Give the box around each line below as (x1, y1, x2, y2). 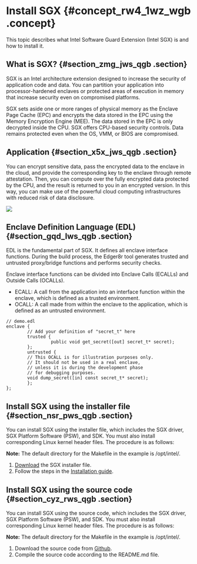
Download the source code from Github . (14, 545, 112, 552)
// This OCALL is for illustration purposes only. (27, 355, 154, 361)
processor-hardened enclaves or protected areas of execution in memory (6, 87, 184, 95)
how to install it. (6, 42, 44, 49)
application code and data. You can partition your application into (6, 81, 165, 88)
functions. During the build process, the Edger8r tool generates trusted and (6, 253, 189, 260)
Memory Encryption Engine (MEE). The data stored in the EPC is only (6, 118, 173, 125)
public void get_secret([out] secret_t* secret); (51, 339, 175, 345)
